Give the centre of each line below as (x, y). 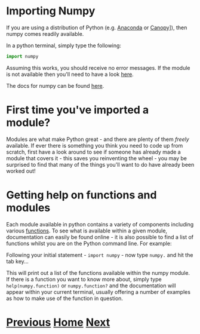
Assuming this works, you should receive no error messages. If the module (98, 68)
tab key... (17, 261)
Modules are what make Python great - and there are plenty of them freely (98, 139)
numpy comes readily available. (45, 33)
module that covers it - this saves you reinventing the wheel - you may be (96, 158)
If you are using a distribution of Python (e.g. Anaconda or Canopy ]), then (97, 27)
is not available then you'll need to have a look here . (70, 74)
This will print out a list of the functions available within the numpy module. (98, 272)
